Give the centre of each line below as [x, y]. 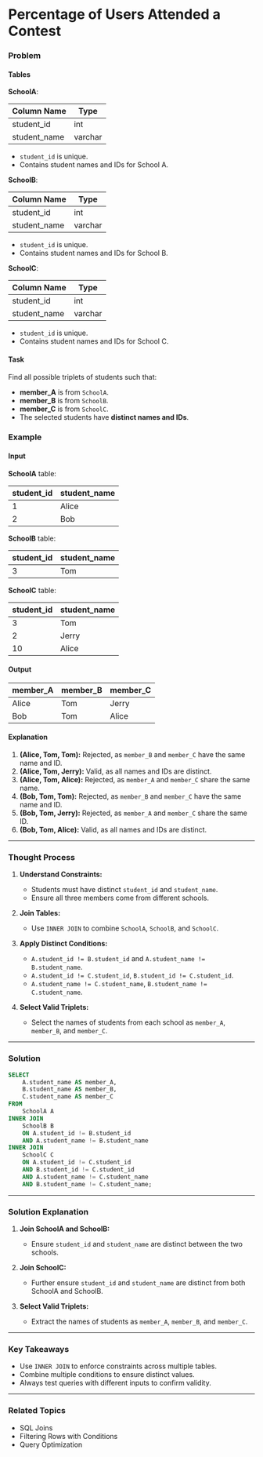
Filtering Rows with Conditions [68, 1436]
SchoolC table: [32, 590]
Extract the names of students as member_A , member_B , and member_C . [139, 1321]
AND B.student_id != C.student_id [78, 1170]
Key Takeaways [39, 1349]
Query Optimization [51, 1444]
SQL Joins [36, 1428]
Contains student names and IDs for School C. [94, 341]
